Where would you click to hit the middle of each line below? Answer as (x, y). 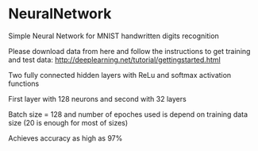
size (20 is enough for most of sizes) (68, 122)
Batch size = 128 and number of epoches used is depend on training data (128, 114)
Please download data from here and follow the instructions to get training (129, 51)
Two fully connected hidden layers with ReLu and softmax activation (120, 75)
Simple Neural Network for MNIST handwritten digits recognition (114, 36)
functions (24, 83)
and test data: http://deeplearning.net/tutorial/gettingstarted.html (114, 60)
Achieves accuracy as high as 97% (65, 138)
